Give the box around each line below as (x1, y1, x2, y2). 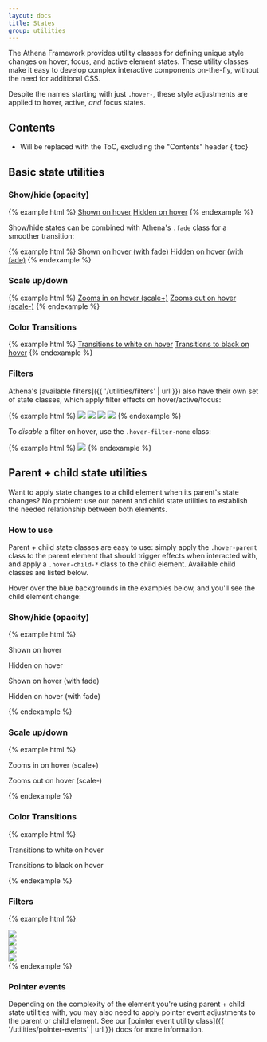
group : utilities (8, 26, 66, 34)
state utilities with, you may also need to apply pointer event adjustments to (8, 1008, 256, 1017)
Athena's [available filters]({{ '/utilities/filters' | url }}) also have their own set (8, 386, 259, 396)
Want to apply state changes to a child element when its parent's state (8, 487, 239, 497)
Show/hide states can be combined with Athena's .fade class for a (8, 223, 227, 232)
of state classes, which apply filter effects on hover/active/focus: (8, 394, 222, 404)
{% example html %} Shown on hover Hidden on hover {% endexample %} (8, 207, 253, 216)
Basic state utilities (8, 165, 105, 179)
